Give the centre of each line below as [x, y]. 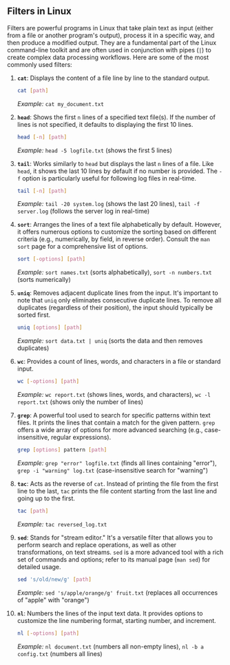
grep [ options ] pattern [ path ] [62, 450]
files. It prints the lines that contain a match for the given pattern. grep [116, 422]
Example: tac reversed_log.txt [62, 524]
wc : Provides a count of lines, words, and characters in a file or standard [119, 362]
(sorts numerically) [44, 280]
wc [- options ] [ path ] [48, 382]
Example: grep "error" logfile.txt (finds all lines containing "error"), [117, 463]
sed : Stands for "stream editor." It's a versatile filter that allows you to [115, 538]
